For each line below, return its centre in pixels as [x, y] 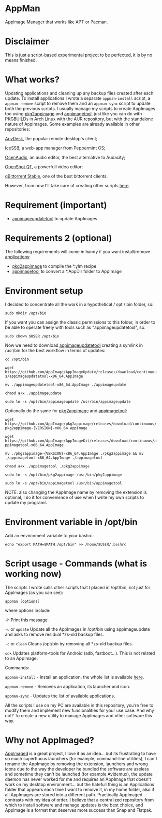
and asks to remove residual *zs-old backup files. [54, 634]
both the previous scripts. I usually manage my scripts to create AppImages [80, 108]
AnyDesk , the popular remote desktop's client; [51, 138]
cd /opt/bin [17, 359]
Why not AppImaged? [50, 740]
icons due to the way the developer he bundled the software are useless [77, 769]
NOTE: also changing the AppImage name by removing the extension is [76, 492]
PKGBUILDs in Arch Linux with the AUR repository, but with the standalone [79, 119]
